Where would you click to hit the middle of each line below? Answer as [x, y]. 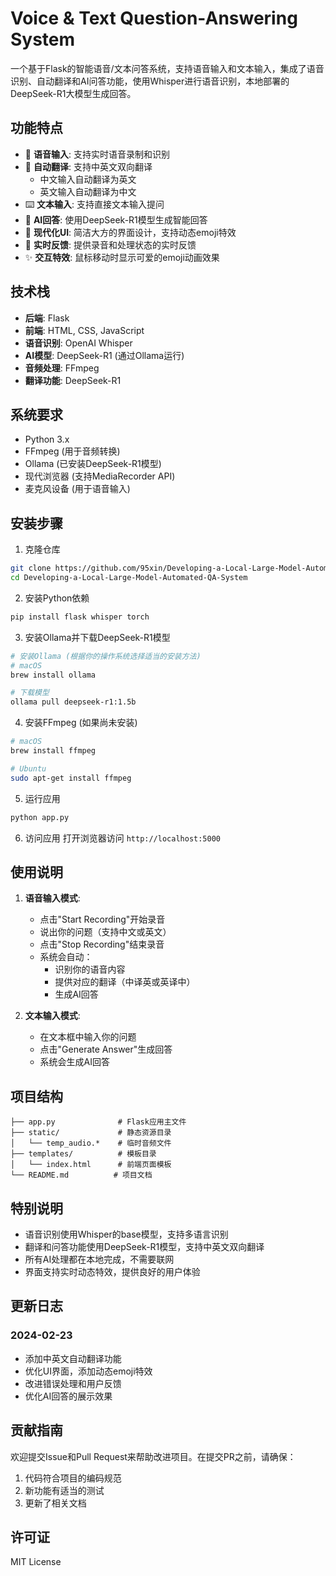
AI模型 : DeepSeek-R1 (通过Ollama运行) [104, 355]
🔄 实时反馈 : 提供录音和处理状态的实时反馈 [110, 244]
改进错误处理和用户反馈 [73, 1383]
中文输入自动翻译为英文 [88, 179]
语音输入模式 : [52, 898]
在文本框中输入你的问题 [88, 1037]
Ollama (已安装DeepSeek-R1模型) [93, 464]
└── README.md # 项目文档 [81, 1175]
